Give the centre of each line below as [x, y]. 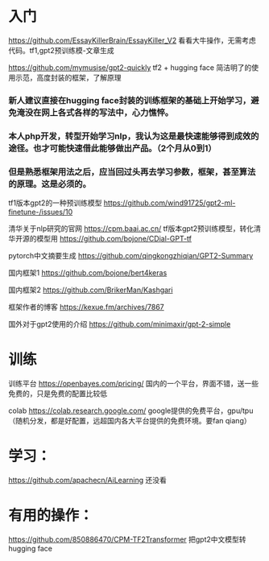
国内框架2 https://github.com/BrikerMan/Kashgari [91, 290]
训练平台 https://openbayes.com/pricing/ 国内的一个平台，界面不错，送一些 [134, 384]
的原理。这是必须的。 [50, 184]
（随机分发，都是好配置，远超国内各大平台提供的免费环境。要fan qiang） [130, 421]
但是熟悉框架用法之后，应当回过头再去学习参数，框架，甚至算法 [132, 171]
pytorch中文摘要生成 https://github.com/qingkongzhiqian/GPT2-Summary [131, 256]
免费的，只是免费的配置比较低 [58, 394]
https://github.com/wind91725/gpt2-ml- [170, 203]
